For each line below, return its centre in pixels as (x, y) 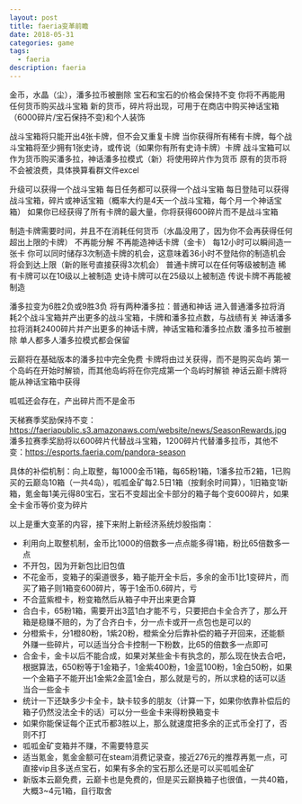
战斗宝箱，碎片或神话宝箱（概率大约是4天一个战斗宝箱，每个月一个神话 (142, 200)
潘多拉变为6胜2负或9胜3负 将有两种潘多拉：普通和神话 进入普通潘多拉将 (143, 306)
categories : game (42, 43)
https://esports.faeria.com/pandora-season (106, 452)
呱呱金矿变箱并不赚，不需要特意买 (85, 745)
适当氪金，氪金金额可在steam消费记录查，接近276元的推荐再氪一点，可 (155, 756)
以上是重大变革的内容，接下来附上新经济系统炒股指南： (111, 524)
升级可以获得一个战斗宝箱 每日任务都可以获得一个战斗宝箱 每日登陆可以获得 (149, 189)
